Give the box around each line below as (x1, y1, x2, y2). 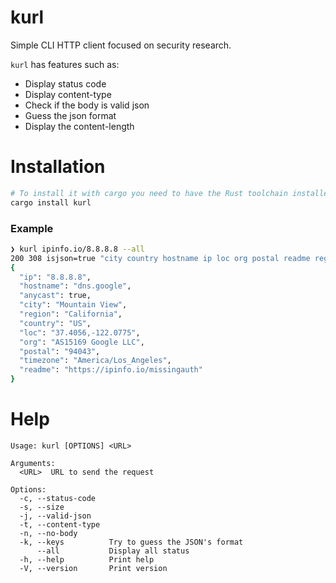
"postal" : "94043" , (19, 346, 101, 356)
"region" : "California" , (19, 309, 123, 320)
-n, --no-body (19, 528, 78, 538)
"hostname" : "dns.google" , (19, 281, 132, 291)
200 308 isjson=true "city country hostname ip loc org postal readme (10, 253, 311, 263)
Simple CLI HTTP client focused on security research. (10, 39, 232, 51)
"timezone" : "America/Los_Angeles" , (19, 356, 172, 366)
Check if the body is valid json (24, 99, 150, 111)
